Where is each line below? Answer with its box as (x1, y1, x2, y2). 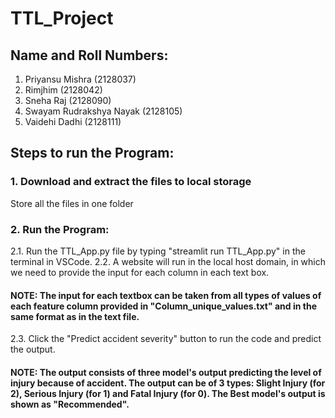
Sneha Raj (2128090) (24, 95, 112, 106)
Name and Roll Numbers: (10, 47, 169, 64)
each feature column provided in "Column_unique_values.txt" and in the (10, 300, 317, 312)
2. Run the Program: (10, 222, 110, 236)
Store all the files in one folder (10, 197, 134, 209)
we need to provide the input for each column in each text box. (10, 266, 270, 278)
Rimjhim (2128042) (24, 84, 103, 96)
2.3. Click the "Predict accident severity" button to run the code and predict (10, 333, 322, 345)
